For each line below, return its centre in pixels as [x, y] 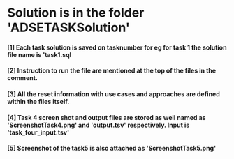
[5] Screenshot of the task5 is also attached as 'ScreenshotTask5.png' [112, 149]
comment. [23, 78]
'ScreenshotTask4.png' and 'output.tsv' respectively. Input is [98, 125]
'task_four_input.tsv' [38, 132]
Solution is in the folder [76, 13]
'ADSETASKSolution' [69, 28]
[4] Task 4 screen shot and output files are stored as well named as [107, 117]
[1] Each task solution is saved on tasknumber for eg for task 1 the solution [117, 47]
